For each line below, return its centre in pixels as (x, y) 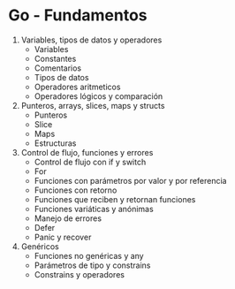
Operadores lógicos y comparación (99, 96)
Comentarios (58, 68)
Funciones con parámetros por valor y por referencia (130, 180)
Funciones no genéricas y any (89, 255)
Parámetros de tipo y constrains (92, 265)
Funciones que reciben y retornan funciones (115, 199)
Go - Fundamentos (78, 15)
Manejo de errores (68, 218)
